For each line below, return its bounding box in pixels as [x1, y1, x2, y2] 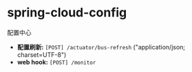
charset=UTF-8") [17, 50, 67, 59]
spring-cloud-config [7, 5, 127, 21]
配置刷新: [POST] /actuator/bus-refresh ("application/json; [17, 43, 186, 51]
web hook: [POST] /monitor [17, 58, 96, 66]
